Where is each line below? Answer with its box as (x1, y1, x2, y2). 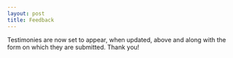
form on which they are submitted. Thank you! (7, 43, 140, 51)
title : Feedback (7, 17, 54, 23)
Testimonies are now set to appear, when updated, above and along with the (7, 35, 226, 43)
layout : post (7, 10, 45, 17)
